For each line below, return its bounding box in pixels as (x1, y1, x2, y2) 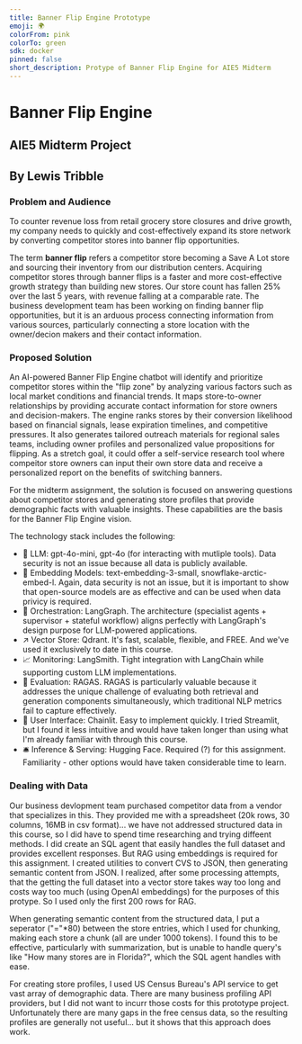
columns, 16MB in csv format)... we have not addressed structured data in (9, 819, 283, 830)
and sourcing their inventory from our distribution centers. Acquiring (9, 262, 262, 273)
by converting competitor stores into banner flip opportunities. (9, 235, 240, 246)
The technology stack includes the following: (9, 531, 175, 542)
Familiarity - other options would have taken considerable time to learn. (22, 757, 287, 768)
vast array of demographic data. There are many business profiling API (9, 987, 272, 999)
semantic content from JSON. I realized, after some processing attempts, (9, 867, 280, 877)
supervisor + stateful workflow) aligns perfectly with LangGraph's (22, 616, 267, 626)
